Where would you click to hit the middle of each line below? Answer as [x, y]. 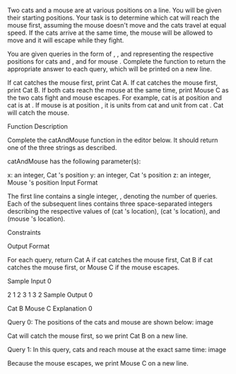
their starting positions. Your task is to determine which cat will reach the [113, 18]
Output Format [29, 246]
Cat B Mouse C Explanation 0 [50, 308]
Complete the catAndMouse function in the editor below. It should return [113, 140]
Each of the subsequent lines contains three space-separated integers [110, 204]
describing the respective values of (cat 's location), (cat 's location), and [114, 211]
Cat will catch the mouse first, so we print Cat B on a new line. [98, 336]
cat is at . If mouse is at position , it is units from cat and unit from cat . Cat [116, 105]
